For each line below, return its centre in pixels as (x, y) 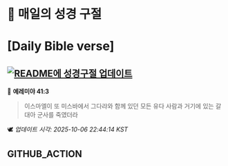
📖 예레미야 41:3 (28, 91)
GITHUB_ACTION (45, 154)
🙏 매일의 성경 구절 (55, 14)
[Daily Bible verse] (61, 46)
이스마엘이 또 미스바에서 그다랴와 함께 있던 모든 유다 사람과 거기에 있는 (119, 106)
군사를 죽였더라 (57, 115)
